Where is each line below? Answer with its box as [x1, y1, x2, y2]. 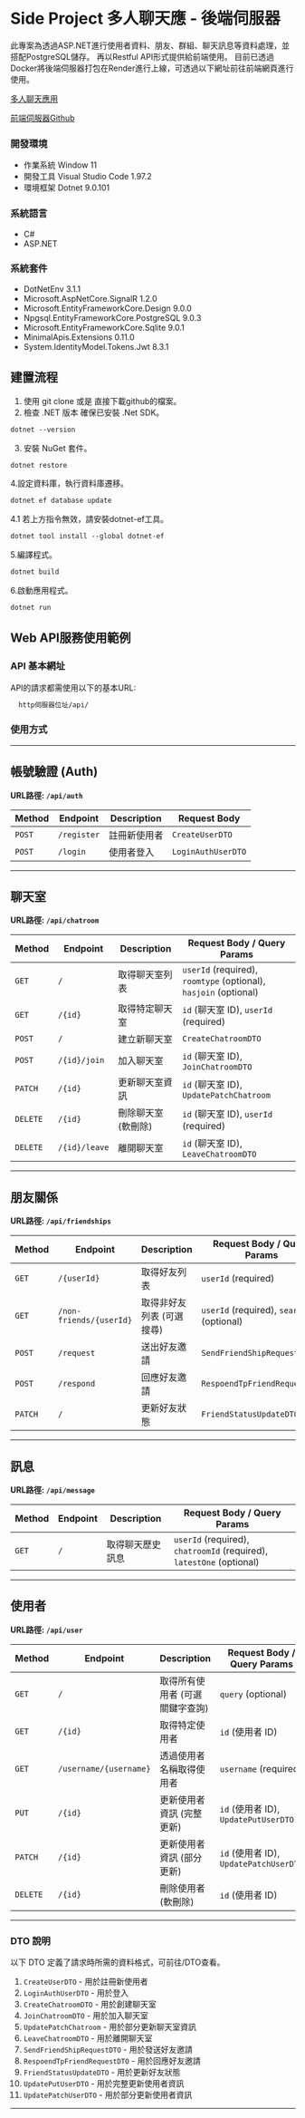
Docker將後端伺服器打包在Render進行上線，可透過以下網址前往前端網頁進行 [10, 63, 294, 73]
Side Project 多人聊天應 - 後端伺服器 [10, 8, 281, 29]
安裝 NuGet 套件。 [23, 442, 92, 453]
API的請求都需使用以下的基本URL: [10, 682, 137, 693]
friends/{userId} [58, 1315, 133, 1326]
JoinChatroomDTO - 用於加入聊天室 [23, 2010, 148, 2021]
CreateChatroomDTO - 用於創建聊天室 [23, 1999, 157, 2010]
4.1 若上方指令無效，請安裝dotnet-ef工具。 [10, 514, 169, 525]
